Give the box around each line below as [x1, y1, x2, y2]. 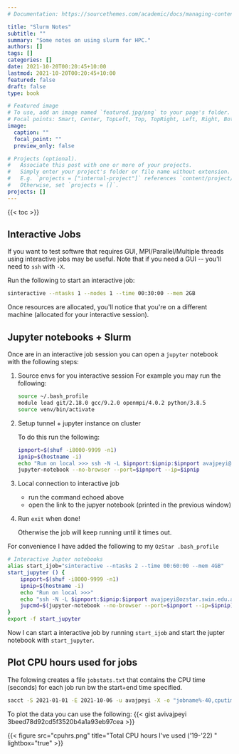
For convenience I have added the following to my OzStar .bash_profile [7, 542, 219, 551]
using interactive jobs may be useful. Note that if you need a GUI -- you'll [7, 254, 222, 264]
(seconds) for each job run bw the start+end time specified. [7, 683, 183, 691]
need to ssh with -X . [7, 262, 65, 271]
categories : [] [7, 56, 53, 64]
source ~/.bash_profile [17, 393, 89, 400]
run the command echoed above [28, 493, 124, 502]
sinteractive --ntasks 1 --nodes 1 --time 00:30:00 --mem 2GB [7, 290, 196, 297]
